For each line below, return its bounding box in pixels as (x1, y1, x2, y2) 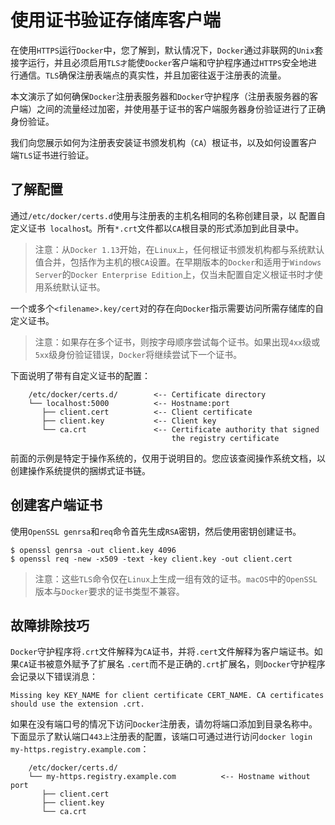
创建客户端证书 (10, 497, 103, 514)
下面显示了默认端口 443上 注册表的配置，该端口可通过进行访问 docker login (10, 731, 313, 743)
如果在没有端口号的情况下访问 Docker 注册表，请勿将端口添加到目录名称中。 (10, 718, 318, 730)
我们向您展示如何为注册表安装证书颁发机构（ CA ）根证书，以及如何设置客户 (10, 136, 318, 148)
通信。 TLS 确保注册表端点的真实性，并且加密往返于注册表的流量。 (18, 69, 287, 81)
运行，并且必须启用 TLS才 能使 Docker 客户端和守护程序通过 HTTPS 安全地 (27, 56, 309, 68)
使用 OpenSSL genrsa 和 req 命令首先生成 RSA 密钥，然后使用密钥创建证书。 (10, 525, 302, 537)
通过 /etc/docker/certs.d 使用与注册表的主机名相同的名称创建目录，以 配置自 (10, 209, 326, 221)
